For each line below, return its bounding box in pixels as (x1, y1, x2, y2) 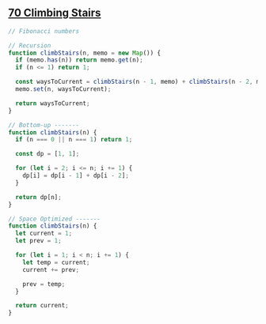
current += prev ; (22, 266, 80, 273)
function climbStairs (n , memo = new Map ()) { (8, 49, 161, 57)
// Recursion (8, 41, 51, 50)
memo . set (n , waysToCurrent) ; (15, 85, 112, 93)
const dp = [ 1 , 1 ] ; (15, 150, 80, 158)
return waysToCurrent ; (15, 99, 90, 107)
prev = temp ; (22, 280, 66, 288)
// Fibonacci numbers (8, 27, 80, 35)
